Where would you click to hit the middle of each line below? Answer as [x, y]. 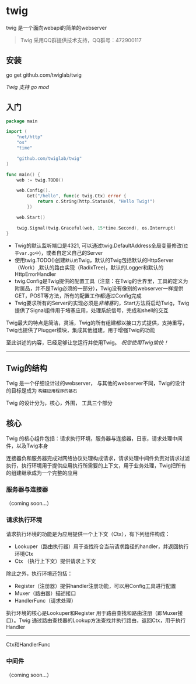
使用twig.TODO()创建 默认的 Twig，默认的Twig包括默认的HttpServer [94, 260]
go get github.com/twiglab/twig [44, 75]
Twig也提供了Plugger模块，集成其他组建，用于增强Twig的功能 [81, 330]
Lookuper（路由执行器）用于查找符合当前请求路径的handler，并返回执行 [101, 546]
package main [22, 121]
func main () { [23, 175]
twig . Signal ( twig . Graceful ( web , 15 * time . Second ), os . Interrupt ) [96, 228]
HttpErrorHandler [35, 274]
